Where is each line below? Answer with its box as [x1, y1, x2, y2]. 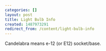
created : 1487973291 [5, 21, 49, 27]
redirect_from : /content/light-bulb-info [5, 27, 95, 32]
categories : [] [5, 7, 37, 13]
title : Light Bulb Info [5, 17, 56, 22]
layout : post [5, 12, 33, 17]
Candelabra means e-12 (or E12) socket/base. [5, 40, 101, 46]
